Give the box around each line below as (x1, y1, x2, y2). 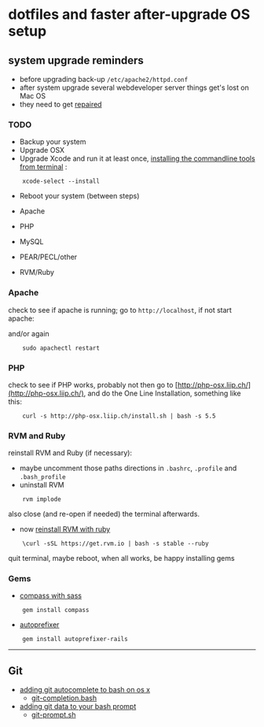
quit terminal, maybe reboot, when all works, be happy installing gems (8, 554, 235, 563)
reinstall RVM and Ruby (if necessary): (8, 448, 132, 458)
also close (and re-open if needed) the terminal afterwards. (8, 510, 200, 519)
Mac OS (19, 91, 46, 100)
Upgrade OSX (19, 146, 65, 155)
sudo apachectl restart (22, 344, 101, 352)
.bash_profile (19, 473, 66, 481)
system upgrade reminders (8, 54, 144, 67)
